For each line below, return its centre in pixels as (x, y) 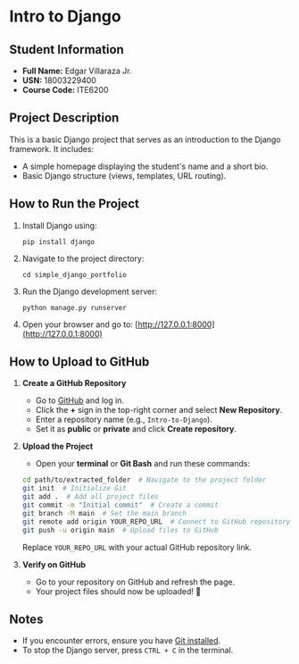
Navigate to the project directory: (83, 258)
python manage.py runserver (74, 307)
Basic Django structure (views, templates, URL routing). (124, 175)
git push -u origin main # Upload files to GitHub (120, 530)
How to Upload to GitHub (79, 362)
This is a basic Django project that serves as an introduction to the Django (145, 139)
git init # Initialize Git (74, 489)
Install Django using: (59, 225)
